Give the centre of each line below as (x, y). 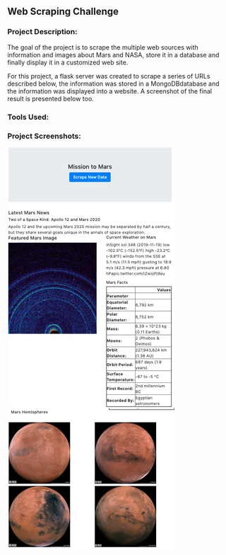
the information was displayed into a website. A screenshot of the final (110, 91)
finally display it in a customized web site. (68, 62)
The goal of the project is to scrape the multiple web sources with (103, 47)
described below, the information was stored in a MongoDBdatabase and (114, 84)
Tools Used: (28, 117)
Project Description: (42, 32)
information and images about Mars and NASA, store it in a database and (113, 55)
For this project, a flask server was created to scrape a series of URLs (109, 76)
